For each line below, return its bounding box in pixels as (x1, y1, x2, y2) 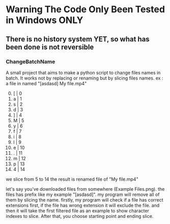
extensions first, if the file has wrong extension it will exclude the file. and (6, 202, 160, 208)
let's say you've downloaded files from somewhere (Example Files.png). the (6, 186, 165, 192)
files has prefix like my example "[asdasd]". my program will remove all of (6, 191, 160, 197)
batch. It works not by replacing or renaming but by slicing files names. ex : (6, 75, 163, 81)
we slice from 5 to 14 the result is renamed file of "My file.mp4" (6, 176, 139, 182)
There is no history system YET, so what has (6, 35, 150, 43)
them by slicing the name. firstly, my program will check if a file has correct (6, 196, 163, 203)
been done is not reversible (6, 42, 94, 52)
